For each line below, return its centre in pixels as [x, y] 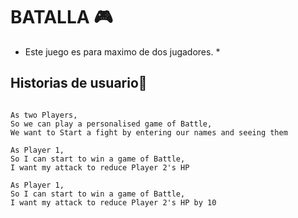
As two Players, [44, 115]
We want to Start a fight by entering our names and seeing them [149, 132]
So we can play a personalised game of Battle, [111, 124]
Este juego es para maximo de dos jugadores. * [122, 51]
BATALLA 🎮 [61, 17]
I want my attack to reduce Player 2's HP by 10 [113, 202]
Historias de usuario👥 [79, 83]
